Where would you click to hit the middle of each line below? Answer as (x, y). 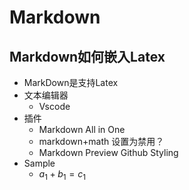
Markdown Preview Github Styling (108, 152)
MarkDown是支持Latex (71, 82)
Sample (39, 163)
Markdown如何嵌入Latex (87, 56)
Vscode (54, 106)
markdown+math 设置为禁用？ (101, 141)
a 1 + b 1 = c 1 (62, 175)
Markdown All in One (82, 129)
